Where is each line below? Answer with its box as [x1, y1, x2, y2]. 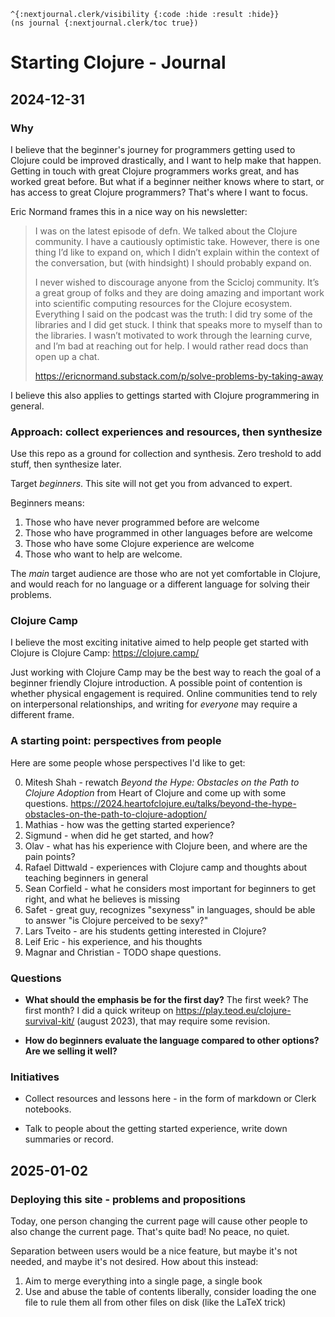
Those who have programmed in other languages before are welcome [24, 527, 313, 539]
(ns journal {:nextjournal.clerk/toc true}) [10, 18, 199, 28]
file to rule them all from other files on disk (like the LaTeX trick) [24, 1296, 287, 1309]
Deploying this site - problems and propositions [10, 1192, 247, 1206]
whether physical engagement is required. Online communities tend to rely [10, 688, 318, 700]
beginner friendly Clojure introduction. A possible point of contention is [10, 677, 303, 689]
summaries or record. [24, 1133, 114, 1145]
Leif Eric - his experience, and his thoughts [24, 935, 203, 947]
